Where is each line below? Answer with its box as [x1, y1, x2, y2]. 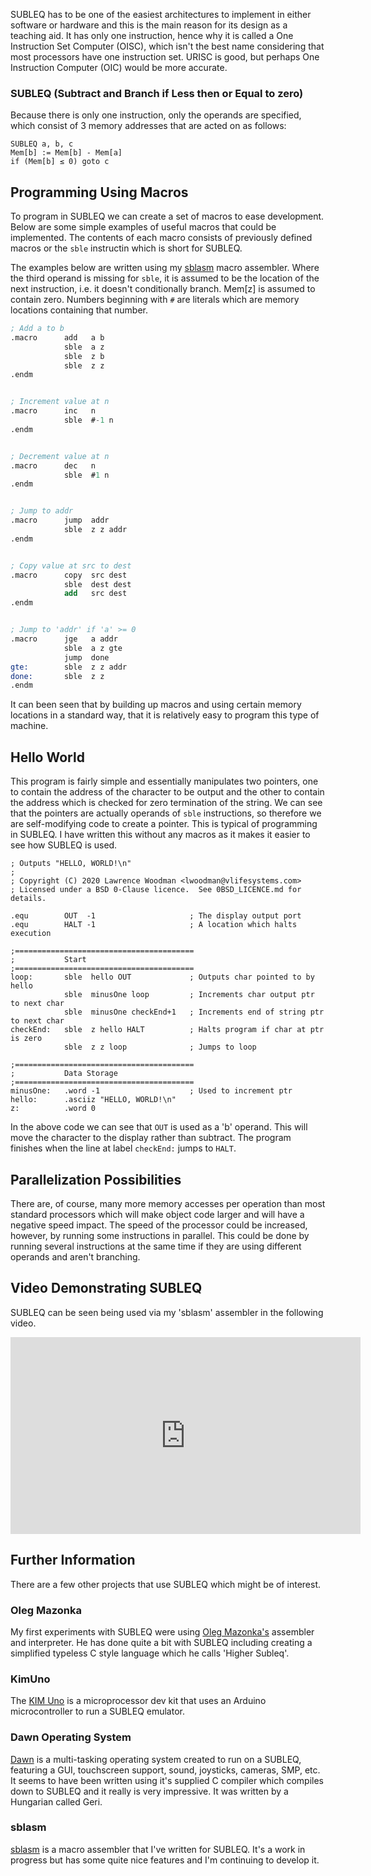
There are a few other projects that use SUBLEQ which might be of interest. [10, 1578, 322, 1590]
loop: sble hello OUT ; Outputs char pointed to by [10, 972, 315, 983]
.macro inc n [10, 406, 97, 416]
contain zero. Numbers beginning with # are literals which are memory [10, 294, 300, 306]
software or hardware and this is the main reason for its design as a [10, 19, 288, 31]
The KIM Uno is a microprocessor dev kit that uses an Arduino [10, 1695, 267, 1707]
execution [10, 929, 52, 939]
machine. [10, 720, 49, 732]
